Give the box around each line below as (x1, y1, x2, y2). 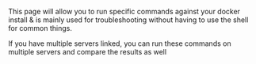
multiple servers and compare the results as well (8, 47, 167, 56)
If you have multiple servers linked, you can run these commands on (8, 39, 231, 48)
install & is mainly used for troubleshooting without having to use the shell (8, 15, 249, 24)
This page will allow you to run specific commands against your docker (8, 7, 240, 16)
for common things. (8, 24, 73, 32)
